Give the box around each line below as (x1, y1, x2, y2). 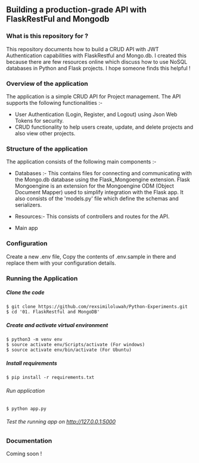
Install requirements (6, 360, 58, 367)
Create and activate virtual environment (6, 322, 108, 329)
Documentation (6, 436, 52, 445)
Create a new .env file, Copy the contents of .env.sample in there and (6, 253, 176, 260)
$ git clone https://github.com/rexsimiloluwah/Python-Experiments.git (6, 304, 188, 310)
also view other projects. (14, 129, 76, 136)
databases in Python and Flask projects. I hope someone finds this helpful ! (6, 64, 191, 72)
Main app (14, 225, 38, 232)
